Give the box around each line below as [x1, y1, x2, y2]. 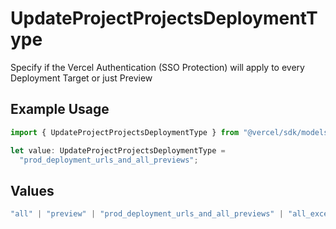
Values [10, 182, 55, 199]
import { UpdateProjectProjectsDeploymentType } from [10, 127, 240, 137]
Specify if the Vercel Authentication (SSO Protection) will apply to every [10, 61, 305, 73]
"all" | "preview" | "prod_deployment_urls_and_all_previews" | [10, 209, 284, 219]
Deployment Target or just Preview [10, 72, 153, 84]
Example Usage [10, 101, 110, 118]
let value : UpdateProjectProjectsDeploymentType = [10, 145, 226, 156]
